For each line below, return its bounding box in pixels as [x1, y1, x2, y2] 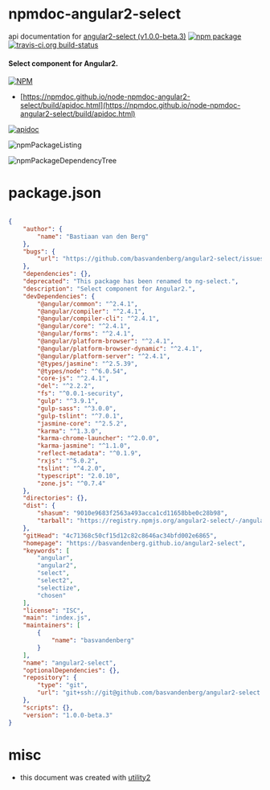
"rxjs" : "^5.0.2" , [37, 457, 99, 465]
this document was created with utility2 [19, 772, 151, 782]
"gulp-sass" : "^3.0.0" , [37, 404, 117, 413]
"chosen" [37, 591, 67, 599]
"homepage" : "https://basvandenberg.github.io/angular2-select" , [22, 539, 247, 547]
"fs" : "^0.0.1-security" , [37, 389, 125, 398]
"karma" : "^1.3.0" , [37, 427, 103, 435]
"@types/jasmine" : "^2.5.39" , [37, 360, 138, 368]
